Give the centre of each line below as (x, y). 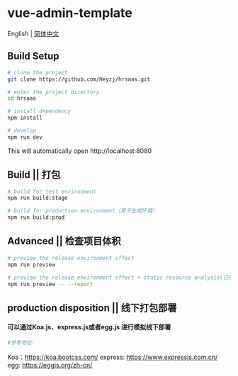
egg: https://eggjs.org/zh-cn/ (50, 365)
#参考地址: (21, 342)
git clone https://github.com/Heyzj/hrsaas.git (79, 79)
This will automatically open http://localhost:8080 (80, 151)
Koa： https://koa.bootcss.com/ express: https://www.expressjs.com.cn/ (113, 357)
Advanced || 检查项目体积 (64, 241)
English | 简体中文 (33, 33)
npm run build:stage (38, 198)
